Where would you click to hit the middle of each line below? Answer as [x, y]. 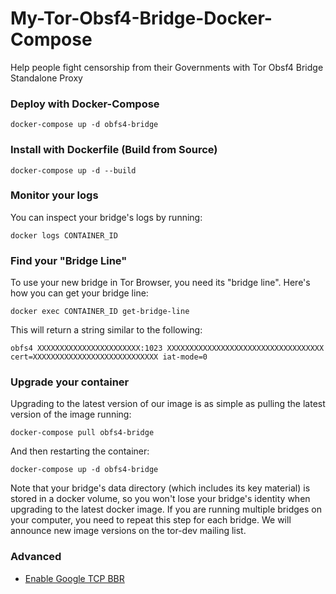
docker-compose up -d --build [73, 170]
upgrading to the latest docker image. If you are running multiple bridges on [166, 509]
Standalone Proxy [46, 78]
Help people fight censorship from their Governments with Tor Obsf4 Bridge [167, 67]
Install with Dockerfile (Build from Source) [114, 150]
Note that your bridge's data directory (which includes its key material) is [160, 488]
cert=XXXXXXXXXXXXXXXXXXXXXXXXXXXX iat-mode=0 [109, 357]
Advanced [36, 557]
